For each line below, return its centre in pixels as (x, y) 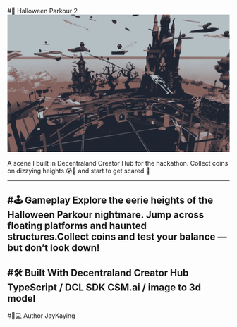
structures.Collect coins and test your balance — (117, 237)
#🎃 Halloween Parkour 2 (42, 11)
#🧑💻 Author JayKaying (41, 316)
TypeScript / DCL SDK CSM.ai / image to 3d (104, 287)
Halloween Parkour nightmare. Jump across (106, 215)
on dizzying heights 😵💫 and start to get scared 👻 (79, 171)
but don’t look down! (54, 248)
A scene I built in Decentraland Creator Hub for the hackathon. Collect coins (118, 163)
